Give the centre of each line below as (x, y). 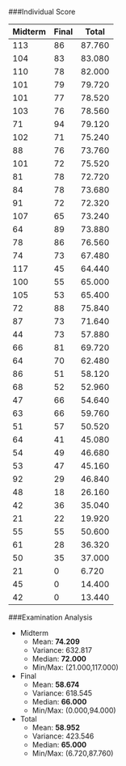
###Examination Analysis (50, 617)
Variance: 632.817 (62, 650)
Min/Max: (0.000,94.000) (74, 710)
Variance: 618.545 (62, 693)
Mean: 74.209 (56, 641)
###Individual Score (42, 12)
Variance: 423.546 (63, 736)
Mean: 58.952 (56, 728)
